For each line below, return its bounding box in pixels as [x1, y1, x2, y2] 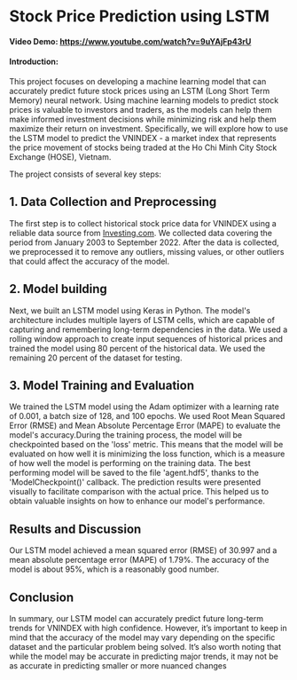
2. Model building [9, 281, 108, 297]
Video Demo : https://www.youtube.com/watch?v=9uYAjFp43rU [9, 36, 252, 46]
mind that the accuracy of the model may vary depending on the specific [9, 632, 276, 643]
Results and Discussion [9, 521, 142, 536]
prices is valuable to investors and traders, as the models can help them [9, 104, 272, 115]
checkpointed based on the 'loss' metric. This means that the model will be [9, 439, 284, 450]
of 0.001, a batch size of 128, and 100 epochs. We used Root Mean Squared [9, 411, 285, 422]
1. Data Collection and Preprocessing [9, 194, 217, 210]
